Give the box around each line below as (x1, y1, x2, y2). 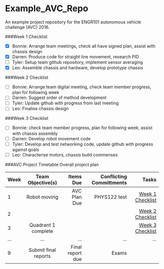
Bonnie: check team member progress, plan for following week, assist (12, 125, 153, 131)
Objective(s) (27, 179, 58, 186)
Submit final (28, 247, 56, 253)
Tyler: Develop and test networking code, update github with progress (12, 141, 153, 147)
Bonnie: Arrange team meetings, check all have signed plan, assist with (12, 43, 156, 49)
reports (34, 252, 51, 259)
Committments (91, 179, 127, 186)
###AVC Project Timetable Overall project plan (5, 161, 99, 167)
